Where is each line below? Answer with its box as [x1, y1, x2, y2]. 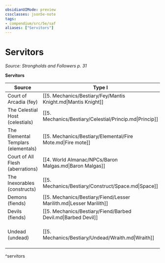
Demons [7, 194, 27, 201]
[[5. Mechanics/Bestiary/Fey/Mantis [42, 92, 125, 99]
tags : [5, 16, 16, 21]
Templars [7, 139, 29, 146]
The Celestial [7, 107, 38, 114]
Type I [93, 84, 108, 91]
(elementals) [7, 146, 37, 152]
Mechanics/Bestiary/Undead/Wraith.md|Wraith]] [42, 234, 155, 241]
